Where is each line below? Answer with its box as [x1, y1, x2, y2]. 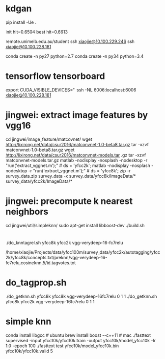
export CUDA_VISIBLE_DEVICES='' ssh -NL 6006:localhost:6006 [5, 87, 137, 93]
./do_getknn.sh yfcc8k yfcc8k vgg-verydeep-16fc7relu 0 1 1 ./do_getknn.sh [5, 293, 157, 299]
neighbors [5, 206, 49, 217]
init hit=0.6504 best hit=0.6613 [5, 29, 68, 35]
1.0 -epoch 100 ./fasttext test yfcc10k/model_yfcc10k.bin [5, 343, 119, 349]
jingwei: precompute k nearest [5, 196, 133, 206]
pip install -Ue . [5, 19, 36, 25]
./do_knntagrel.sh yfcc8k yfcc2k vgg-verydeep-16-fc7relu [5, 239, 123, 245]
